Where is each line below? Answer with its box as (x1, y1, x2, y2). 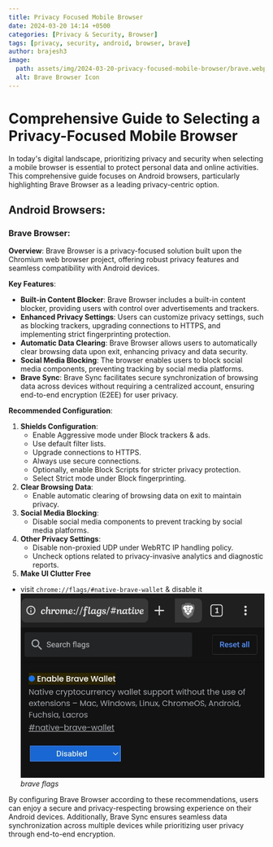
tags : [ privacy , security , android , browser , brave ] (8, 39, 191, 47)
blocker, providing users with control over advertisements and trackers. (19, 304, 260, 314)
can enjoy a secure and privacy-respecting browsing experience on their (8, 803, 252, 813)
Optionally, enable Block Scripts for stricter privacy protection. (32, 465, 241, 475)
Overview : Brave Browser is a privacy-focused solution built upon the (8, 246, 242, 256)
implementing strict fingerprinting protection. (19, 330, 171, 340)
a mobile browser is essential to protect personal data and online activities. (8, 162, 259, 172)
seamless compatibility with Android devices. (8, 263, 160, 273)
